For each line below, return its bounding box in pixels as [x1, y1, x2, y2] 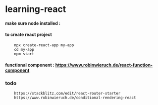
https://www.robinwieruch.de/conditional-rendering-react [14, 95, 136, 100]
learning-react [5, 3, 66, 15]
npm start [14, 51, 35, 56]
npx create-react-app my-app [14, 42, 74, 48]
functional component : [5, 62, 54, 68]
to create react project [5, 31, 52, 38]
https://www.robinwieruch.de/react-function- [55, 62, 153, 68]
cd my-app [14, 47, 35, 52]
